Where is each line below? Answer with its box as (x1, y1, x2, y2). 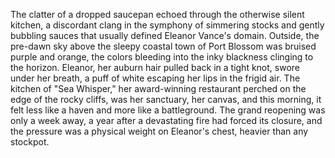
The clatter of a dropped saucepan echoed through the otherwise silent (10, 9, 305, 20)
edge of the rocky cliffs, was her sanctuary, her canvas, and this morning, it (10, 94, 322, 105)
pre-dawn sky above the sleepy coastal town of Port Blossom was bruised (10, 40, 317, 52)
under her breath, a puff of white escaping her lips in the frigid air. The (10, 72, 301, 84)
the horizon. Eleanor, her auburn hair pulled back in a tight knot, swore (10, 62, 300, 73)
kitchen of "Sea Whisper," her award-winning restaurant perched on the (10, 83, 307, 94)
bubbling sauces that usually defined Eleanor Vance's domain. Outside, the (10, 30, 320, 41)
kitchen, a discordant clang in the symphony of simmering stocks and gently (10, 19, 325, 31)
